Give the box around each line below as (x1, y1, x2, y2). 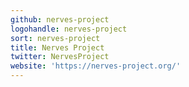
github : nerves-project (10, 14, 110, 25)
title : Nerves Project (10, 42, 105, 53)
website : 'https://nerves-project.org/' (10, 61, 182, 71)
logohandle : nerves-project (10, 24, 128, 34)
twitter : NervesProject (10, 52, 110, 62)
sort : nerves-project (10, 33, 101, 43)
